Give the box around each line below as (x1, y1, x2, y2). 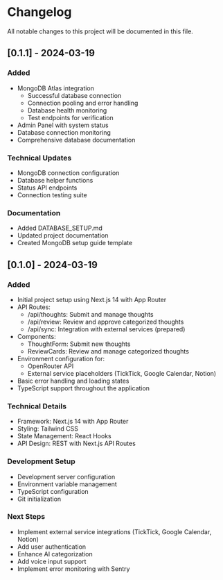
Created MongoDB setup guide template (17, 239, 133, 247)
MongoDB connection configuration (17, 168, 120, 177)
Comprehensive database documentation (17, 135, 136, 144)
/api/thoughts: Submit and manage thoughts (27, 310, 154, 318)
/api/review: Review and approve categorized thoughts (27, 317, 184, 326)
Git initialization (17, 495, 62, 503)
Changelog (7, 4, 72, 20)
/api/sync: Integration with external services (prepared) (27, 324, 186, 333)
